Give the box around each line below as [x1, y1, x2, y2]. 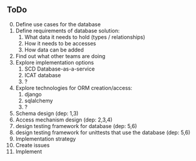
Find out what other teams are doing [15, 52, 105, 59]
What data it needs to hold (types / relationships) [24, 33, 146, 41]
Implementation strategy [15, 135, 76, 142]
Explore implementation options [15, 59, 94, 66]
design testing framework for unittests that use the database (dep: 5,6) [15, 129, 191, 136]
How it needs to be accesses [24, 40, 97, 47]
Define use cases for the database [15, 20, 101, 28]
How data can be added [24, 46, 85, 53]
